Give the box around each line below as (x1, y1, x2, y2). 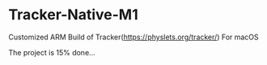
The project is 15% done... (8, 47, 95, 57)
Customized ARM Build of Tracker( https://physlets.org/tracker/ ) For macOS (8, 32, 259, 42)
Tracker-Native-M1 (8, 6, 139, 24)
